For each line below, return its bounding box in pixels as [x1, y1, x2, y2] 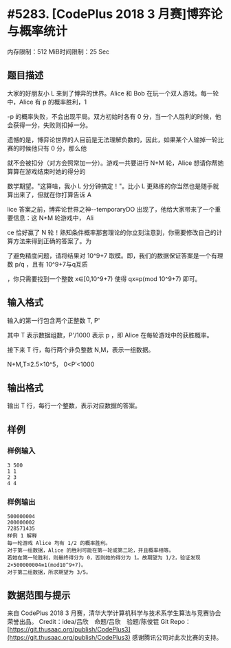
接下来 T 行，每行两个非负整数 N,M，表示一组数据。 [7, 345, 155, 354]
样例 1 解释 [7, 533, 38, 539]
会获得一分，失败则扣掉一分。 [7, 121, 91, 129]
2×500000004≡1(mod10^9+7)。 [7, 561, 87, 569]
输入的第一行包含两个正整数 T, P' [7, 316, 100, 324]
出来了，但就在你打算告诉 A [12, 190, 91, 199]
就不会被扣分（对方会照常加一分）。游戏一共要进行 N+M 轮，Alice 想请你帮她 [7, 159, 224, 167]
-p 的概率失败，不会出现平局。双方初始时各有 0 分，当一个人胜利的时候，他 [7, 112, 221, 120]
